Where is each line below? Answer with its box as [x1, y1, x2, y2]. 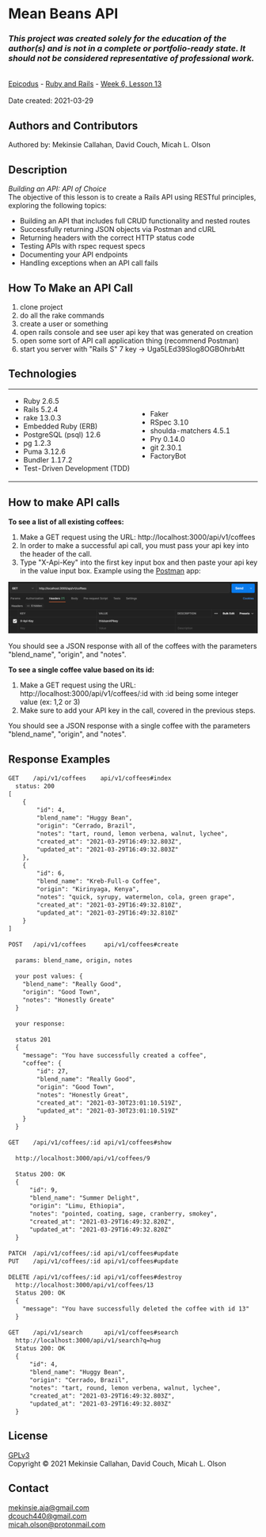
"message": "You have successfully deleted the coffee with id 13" [22, 1304, 249, 1313]
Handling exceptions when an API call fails [19, 258, 158, 268]
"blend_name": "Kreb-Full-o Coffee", [36, 877, 161, 885]
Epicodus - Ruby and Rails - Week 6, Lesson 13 [8, 79, 162, 89]
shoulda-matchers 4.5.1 [150, 425, 231, 436]
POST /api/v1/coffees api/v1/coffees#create [8, 940, 179, 949]
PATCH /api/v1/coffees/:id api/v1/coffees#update [8, 1249, 179, 1257]
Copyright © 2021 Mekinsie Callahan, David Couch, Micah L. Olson [8, 1459, 227, 1468]
